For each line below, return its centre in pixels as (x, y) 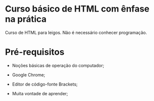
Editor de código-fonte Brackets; (45, 84)
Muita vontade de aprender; (40, 93)
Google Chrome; (28, 75)
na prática (26, 19)
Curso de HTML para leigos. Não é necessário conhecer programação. (76, 32)
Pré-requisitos (35, 52)
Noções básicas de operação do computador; (58, 65)
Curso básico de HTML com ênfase (77, 9)
